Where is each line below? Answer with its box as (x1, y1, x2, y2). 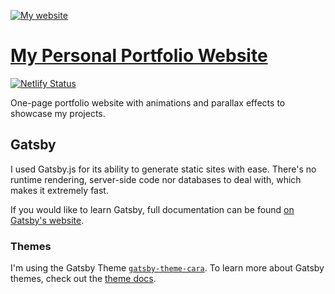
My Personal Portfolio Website (10, 45, 268, 67)
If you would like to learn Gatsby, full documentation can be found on (10, 203, 295, 215)
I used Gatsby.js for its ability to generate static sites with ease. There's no (10, 163, 317, 175)
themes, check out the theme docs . (10, 273, 157, 285)
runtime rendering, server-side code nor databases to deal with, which (10, 173, 302, 185)
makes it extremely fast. (10, 184, 109, 196)
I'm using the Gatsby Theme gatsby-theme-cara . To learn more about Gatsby (10, 262, 325, 274)
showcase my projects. (10, 107, 106, 119)
